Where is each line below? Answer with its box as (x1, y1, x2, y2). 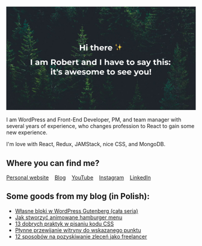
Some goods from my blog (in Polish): (6, 191, 150, 201)
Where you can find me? (6, 158, 100, 168)
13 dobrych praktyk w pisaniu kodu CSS (14, 220, 114, 227)
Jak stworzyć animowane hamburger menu (14, 214, 123, 221)
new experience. (6, 129, 48, 136)
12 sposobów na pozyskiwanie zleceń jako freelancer (14, 233, 147, 240)
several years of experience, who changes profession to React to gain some (6, 123, 195, 130)
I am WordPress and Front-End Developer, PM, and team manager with (6, 116, 182, 123)
